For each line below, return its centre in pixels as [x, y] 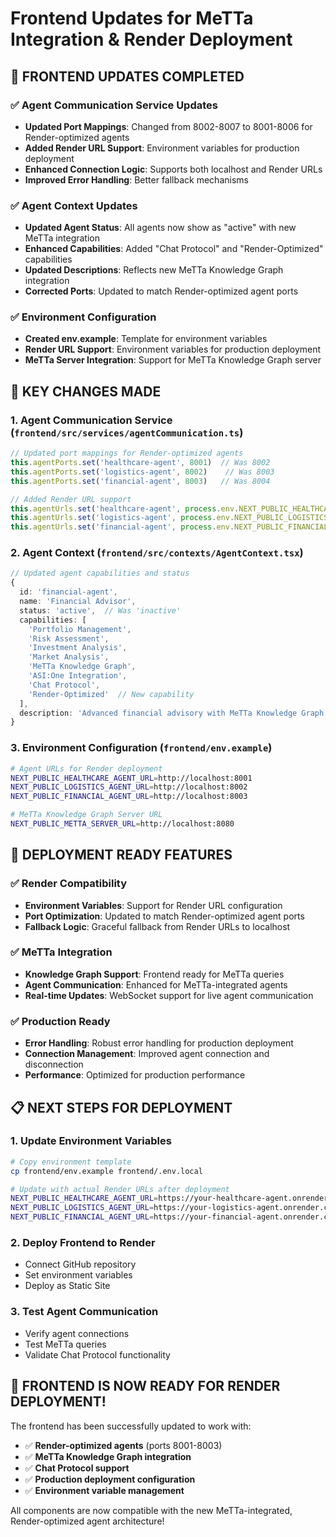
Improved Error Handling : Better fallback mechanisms [136, 179]
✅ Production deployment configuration [110, 1479]
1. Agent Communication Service [91, 420]
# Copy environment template [71, 1162]
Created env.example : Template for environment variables [146, 339]
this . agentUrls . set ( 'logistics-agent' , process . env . [122, 518]
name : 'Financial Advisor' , [78, 602]
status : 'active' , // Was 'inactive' [100, 610]
